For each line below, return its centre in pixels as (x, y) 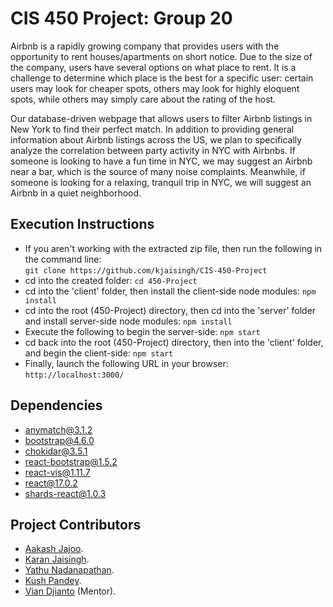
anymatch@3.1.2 (58, 429)
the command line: (63, 259)
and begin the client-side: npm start (99, 353)
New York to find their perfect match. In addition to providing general (152, 129)
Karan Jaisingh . (57, 559)
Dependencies (56, 405)
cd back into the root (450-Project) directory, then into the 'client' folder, (174, 342)
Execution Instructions (82, 224)
